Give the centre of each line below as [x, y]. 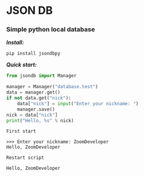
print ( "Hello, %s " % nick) [40, 121]
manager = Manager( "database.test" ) [52, 87]
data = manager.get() [33, 92]
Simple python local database [51, 30]
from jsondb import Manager [42, 76]
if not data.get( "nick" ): [39, 98]
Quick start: [22, 65]
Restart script [25, 158]
